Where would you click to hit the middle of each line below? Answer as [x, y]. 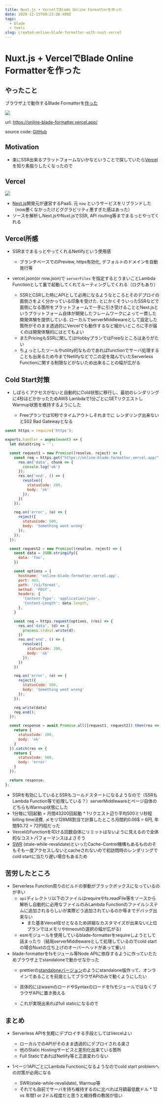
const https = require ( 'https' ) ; [39, 431]
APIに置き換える [49, 993]
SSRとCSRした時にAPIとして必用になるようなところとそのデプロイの [89, 295]
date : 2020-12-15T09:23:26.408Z [38, 14]
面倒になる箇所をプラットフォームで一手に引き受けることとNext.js [87, 307]
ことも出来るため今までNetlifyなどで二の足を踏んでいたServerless [86, 357]
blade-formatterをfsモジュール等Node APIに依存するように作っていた [82, 954]
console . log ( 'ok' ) [41, 467]
